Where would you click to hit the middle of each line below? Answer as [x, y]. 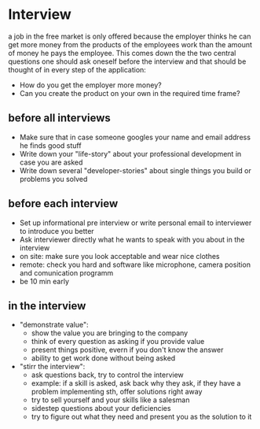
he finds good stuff [50, 145]
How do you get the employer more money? [91, 85]
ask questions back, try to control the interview [108, 375]
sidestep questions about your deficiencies [101, 409]
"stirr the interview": [52, 367]
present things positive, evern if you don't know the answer [127, 350]
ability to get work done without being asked [103, 358]
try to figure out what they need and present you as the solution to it [141, 417]
